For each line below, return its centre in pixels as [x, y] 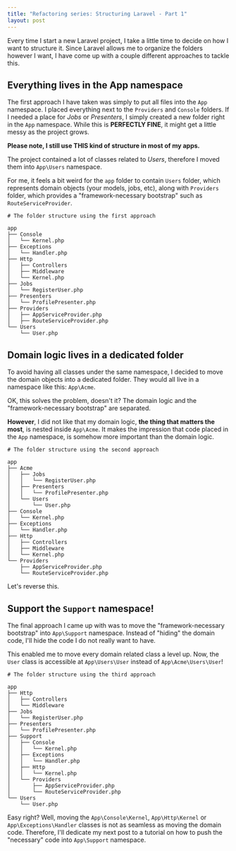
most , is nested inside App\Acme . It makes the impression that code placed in [118, 429]
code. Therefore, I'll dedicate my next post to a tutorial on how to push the [115, 832]
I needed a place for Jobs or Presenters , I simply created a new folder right [116, 117]
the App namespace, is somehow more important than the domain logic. [111, 437]
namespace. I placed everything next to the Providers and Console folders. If [118, 109]
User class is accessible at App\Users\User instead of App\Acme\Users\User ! [115, 661]
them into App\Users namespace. [55, 167]
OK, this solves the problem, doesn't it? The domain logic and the [102, 401]
